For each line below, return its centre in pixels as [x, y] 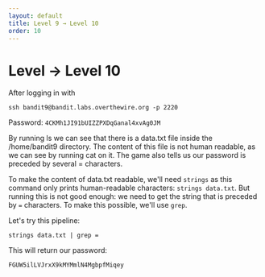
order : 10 [25, 31]
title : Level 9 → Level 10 [54, 23]
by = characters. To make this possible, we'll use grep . [98, 205]
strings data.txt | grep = [54, 236]
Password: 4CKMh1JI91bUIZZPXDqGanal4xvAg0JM [85, 122]
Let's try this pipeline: [44, 221]
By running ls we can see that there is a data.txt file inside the [111, 138]
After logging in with [42, 93]
